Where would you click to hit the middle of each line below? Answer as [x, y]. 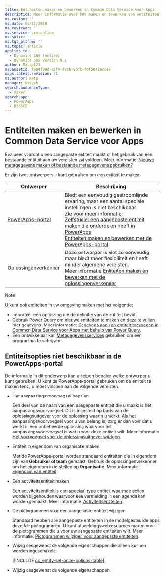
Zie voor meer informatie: [94, 214]
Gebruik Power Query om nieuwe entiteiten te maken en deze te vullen [83, 320]
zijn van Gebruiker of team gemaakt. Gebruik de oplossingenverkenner [84, 461]
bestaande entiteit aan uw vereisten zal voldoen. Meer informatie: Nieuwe [80, 160]
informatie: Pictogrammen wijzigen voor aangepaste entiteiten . [76, 536]
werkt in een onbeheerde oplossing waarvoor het [62, 426]
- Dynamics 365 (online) [35, 55]
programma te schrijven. [37, 340]
